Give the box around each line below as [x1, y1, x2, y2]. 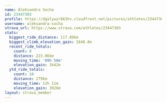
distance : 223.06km [13, 53, 54, 58]
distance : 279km [13, 76, 48, 81]
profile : [4, 16, 23, 21]
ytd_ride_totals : [9, 67, 45, 72]
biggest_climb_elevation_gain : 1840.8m [9, 40, 92, 45]
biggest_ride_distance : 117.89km [9, 35, 79, 40]
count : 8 [13, 49, 32, 53]
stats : [4, 30, 18, 35]
